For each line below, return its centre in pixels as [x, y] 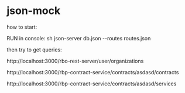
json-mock [34, 11]
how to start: [22, 27]
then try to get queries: [34, 49]
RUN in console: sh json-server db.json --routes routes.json [79, 38]
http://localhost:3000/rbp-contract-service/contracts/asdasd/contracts [93, 72]
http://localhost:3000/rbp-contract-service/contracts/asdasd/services [92, 84]
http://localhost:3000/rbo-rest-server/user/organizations [75, 61]
